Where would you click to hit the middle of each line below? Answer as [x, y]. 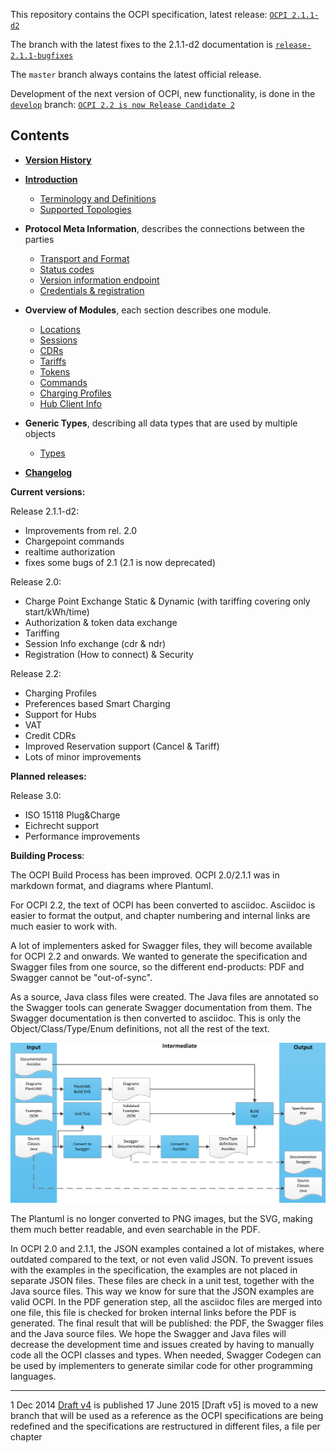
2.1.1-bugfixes [42, 56]
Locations [60, 329]
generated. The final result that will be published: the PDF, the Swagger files [167, 1323]
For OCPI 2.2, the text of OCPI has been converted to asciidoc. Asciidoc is [163, 905]
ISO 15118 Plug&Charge [72, 815]
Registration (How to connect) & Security [109, 654]
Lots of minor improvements [83, 756]
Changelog [48, 472]
